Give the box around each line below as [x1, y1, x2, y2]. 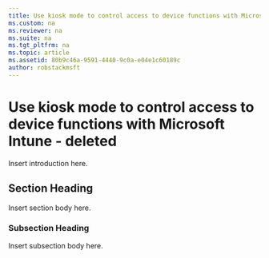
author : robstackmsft [8, 64, 81, 72]
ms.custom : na [8, 19, 56, 27]
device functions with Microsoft [8, 115, 226, 133]
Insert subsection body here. [8, 240, 104, 250]
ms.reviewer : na [8, 26, 62, 34]
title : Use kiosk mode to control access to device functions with [8, 11, 239, 20]
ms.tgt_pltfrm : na [8, 42, 70, 50]
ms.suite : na [8, 34, 52, 42]
